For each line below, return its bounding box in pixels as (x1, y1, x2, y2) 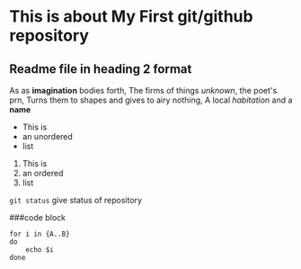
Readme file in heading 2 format (9, 61, 192, 76)
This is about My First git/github (9, 6, 253, 27)
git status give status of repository (9, 195, 142, 205)
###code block (9, 212, 66, 222)
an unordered (22, 131, 74, 141)
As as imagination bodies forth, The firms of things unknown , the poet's (9, 85, 278, 95)
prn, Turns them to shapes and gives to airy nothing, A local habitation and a (9, 94, 293, 105)
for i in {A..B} (9, 229, 70, 238)
